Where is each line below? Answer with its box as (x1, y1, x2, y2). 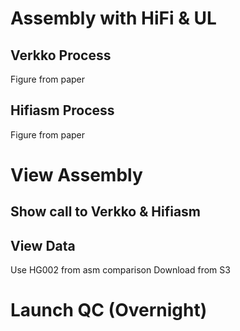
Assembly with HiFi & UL (10, 7, 217, 30)
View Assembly (10, 164, 143, 186)
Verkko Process (10, 47, 112, 64)
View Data (10, 237, 76, 254)
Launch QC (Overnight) (10, 299, 208, 322)
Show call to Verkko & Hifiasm (10, 203, 202, 221)
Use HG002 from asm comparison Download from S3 (10, 264, 231, 276)
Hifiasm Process (10, 102, 115, 119)
